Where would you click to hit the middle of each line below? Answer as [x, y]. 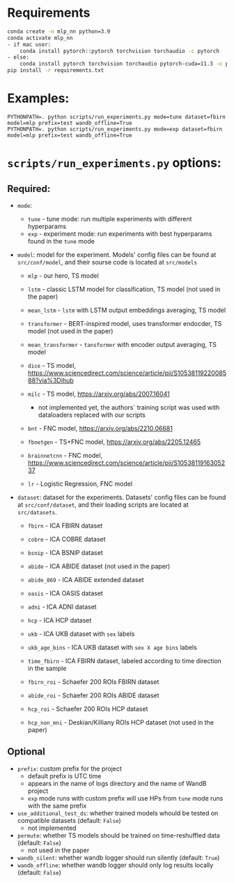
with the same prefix [57, 806]
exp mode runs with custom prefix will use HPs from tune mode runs [125, 798]
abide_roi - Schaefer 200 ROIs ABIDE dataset [93, 695]
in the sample [47, 668]
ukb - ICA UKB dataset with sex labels [81, 634]
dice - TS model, [52, 365]
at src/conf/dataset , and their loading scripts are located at [103, 505]
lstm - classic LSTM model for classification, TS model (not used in [124, 289]
